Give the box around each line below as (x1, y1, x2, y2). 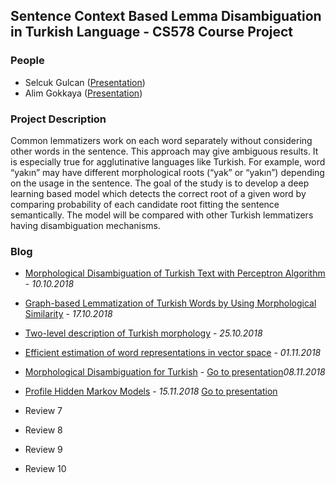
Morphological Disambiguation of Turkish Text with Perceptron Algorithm (24, 267, 326, 279)
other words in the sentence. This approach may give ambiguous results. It (10, 145, 319, 157)
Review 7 (24, 405, 63, 417)
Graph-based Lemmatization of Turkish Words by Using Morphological (24, 297, 317, 309)
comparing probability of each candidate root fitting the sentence (10, 198, 280, 210)
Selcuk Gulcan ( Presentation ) (24, 76, 146, 88)
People (10, 54, 45, 68)
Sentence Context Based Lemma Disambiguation (10, 8, 322, 25)
